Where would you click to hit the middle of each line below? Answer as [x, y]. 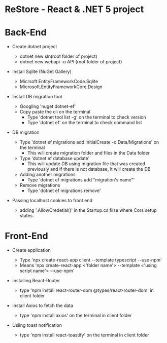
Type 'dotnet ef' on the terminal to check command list [85, 123]
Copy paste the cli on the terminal [55, 112]
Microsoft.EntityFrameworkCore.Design [61, 87]
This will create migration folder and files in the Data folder [89, 153]
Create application [31, 250]
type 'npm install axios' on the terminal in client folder [76, 316]
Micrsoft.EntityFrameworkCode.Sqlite [59, 82]
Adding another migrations [47, 175]
